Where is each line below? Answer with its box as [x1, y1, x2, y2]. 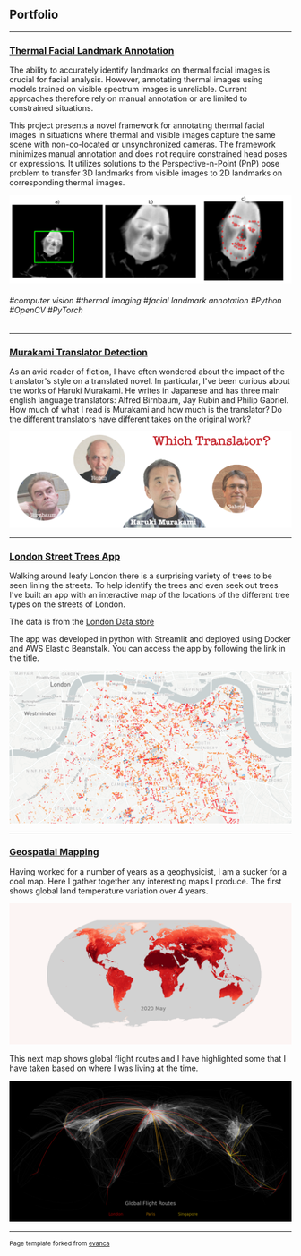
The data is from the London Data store [9, 617, 155, 628]
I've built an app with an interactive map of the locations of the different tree [9, 590, 290, 601]
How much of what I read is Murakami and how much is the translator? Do [9, 405, 282, 415]
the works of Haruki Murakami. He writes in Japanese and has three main [9, 385, 280, 397]
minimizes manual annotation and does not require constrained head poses [9, 149, 288, 159]
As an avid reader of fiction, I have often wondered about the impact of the [9, 366, 285, 377]
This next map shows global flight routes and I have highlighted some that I [9, 1053, 287, 1064]
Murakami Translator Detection [9, 346, 148, 358]
